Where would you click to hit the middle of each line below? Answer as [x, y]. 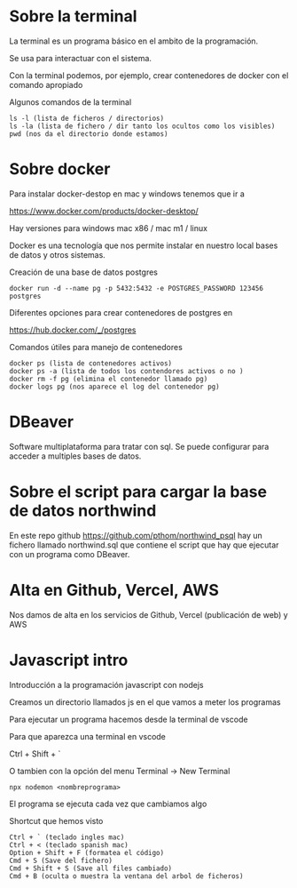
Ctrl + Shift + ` [35, 754]
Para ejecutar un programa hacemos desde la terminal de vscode [129, 719]
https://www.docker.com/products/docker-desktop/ [104, 211]
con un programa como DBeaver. [70, 554]
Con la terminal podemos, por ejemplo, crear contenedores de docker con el [149, 75]
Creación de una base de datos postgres [83, 272]
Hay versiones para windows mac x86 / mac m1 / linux [109, 228]
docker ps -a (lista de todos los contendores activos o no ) [126, 371]
